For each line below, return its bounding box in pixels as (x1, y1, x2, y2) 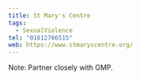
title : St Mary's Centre (8, 11, 91, 20)
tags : (8, 19, 26, 27)
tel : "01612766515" (8, 33, 73, 42)
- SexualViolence (15, 26, 73, 34)
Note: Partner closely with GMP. (8, 63, 113, 72)
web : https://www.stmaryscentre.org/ (8, 41, 134, 49)
